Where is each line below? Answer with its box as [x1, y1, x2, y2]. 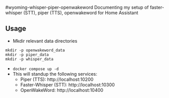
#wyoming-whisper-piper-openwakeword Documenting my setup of [5, 5, 149, 10]
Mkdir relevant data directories [12, 38, 78, 44]
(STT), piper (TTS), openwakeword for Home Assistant [23, 10, 139, 16]
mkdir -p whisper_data [5, 56, 54, 61]
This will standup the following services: [12, 71, 98, 77]
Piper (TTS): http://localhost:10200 [20, 76, 93, 82]
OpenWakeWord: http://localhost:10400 [20, 87, 104, 93]
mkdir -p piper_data [5, 52, 50, 57]
